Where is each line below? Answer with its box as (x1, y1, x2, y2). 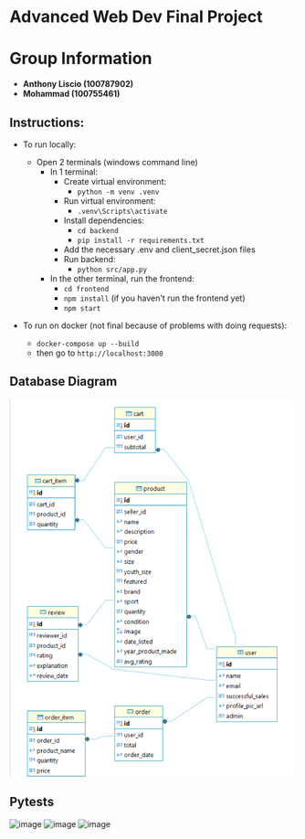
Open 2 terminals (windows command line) (36, 156, 198, 167)
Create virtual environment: (63, 175, 167, 186)
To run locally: (22, 139, 77, 150)
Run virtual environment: (63, 195, 156, 207)
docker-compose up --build (36, 339, 140, 348)
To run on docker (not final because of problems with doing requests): (22, 320, 288, 331)
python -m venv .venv (77, 187, 160, 196)
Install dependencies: (63, 215, 144, 226)
